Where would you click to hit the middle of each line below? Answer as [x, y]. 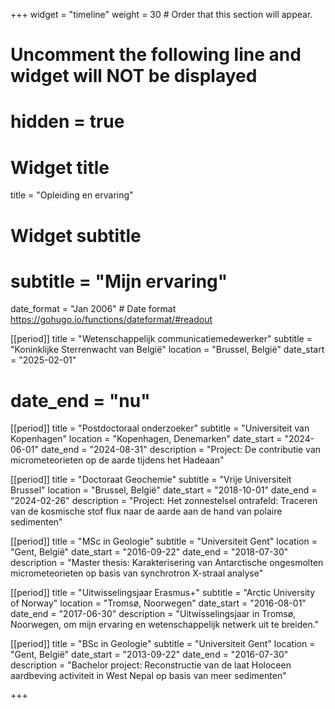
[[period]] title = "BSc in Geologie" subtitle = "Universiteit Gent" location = [163, 644]
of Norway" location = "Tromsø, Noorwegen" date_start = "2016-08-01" [158, 603]
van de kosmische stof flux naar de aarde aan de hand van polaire [146, 511]
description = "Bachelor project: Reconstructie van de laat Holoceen [151, 665]
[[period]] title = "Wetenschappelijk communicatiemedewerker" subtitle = [161, 339]
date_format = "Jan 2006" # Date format [93, 309]
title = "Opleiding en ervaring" [72, 195]
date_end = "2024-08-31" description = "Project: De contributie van [181, 450]
